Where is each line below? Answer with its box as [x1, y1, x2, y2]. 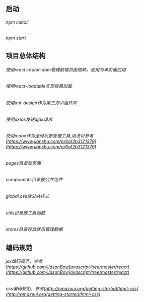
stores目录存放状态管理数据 [6, 226, 63, 233]
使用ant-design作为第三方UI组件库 [6, 100, 78, 106]
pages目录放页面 [6, 160, 41, 166]
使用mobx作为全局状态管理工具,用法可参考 [6, 133, 94, 139]
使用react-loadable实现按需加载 [6, 83, 73, 89]
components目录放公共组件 [6, 177, 63, 183]
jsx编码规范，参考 [6, 258, 43, 264]
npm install [6, 19, 29, 25]
